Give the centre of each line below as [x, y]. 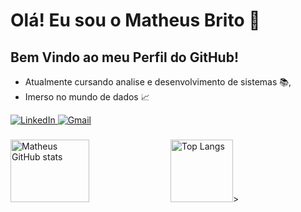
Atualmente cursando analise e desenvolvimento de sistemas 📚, [158, 82]
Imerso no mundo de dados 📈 [87, 97]
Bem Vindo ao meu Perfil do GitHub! [125, 57]
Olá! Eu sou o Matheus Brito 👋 [135, 20]
